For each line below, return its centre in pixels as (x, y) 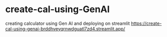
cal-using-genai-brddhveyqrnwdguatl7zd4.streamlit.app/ (65, 28)
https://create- (146, 23)
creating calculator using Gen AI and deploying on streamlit (68, 23)
